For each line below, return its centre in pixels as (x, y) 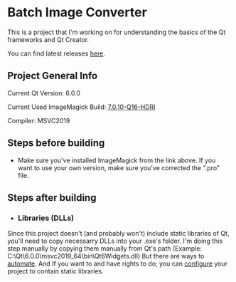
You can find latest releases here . (56, 53)
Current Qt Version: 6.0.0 (44, 93)
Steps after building (52, 198)
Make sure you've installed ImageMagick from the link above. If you (117, 160)
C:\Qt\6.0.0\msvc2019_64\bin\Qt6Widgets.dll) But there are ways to (106, 256)
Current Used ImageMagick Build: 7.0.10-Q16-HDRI (81, 107)
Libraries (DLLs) (46, 218)
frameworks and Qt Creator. (48, 39)
